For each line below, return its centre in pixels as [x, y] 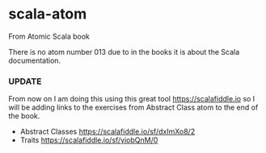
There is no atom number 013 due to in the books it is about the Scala [124, 52]
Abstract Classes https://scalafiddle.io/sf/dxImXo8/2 [108, 132]
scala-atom [48, 14]
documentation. [35, 60]
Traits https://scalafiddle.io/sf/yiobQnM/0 [89, 140]
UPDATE [25, 81]
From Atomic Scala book [49, 36]
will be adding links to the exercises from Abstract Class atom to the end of [133, 108]
